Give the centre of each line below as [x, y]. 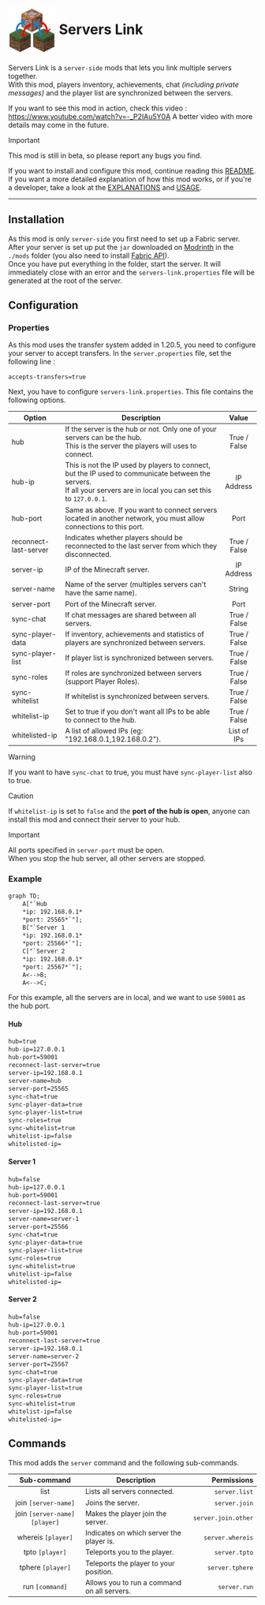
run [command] [45, 1587]
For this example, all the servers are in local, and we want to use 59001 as [127, 998]
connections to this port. [105, 526]
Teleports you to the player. [130, 1552]
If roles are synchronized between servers [134, 673]
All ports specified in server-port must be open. [86, 849]
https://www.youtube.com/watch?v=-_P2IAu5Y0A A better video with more [131, 116]
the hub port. [30, 1006]
